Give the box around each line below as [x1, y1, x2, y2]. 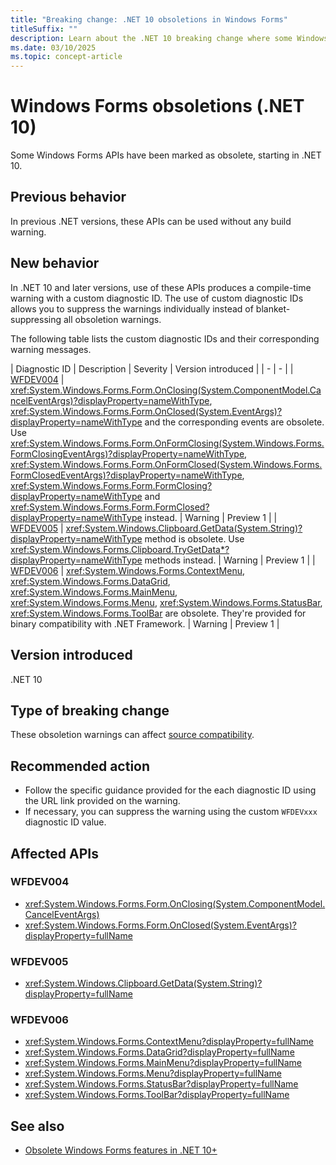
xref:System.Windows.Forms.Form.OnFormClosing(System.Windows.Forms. [10, 437, 325, 449]
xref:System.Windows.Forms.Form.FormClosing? [10, 479, 213, 491]
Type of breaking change [10, 702, 170, 719]
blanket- [255, 302, 291, 315]
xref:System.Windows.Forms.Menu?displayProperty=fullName [24, 1067, 282, 1080]
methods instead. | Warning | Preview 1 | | [144, 554, 316, 566]
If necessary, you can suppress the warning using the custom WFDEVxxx [24, 806, 318, 818]
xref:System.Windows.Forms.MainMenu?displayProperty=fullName [24, 1057, 303, 1069]
